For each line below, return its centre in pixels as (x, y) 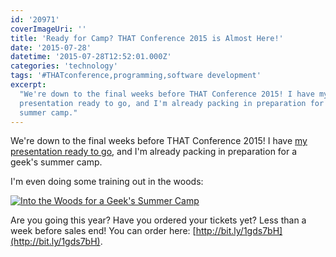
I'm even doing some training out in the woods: (107, 182)
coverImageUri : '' (48, 29)
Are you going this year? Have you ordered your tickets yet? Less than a (158, 220)
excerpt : (28, 85)
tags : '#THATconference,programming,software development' (136, 76)
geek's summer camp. (56, 162)
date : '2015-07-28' (51, 47)
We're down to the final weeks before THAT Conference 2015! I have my (159, 141)
